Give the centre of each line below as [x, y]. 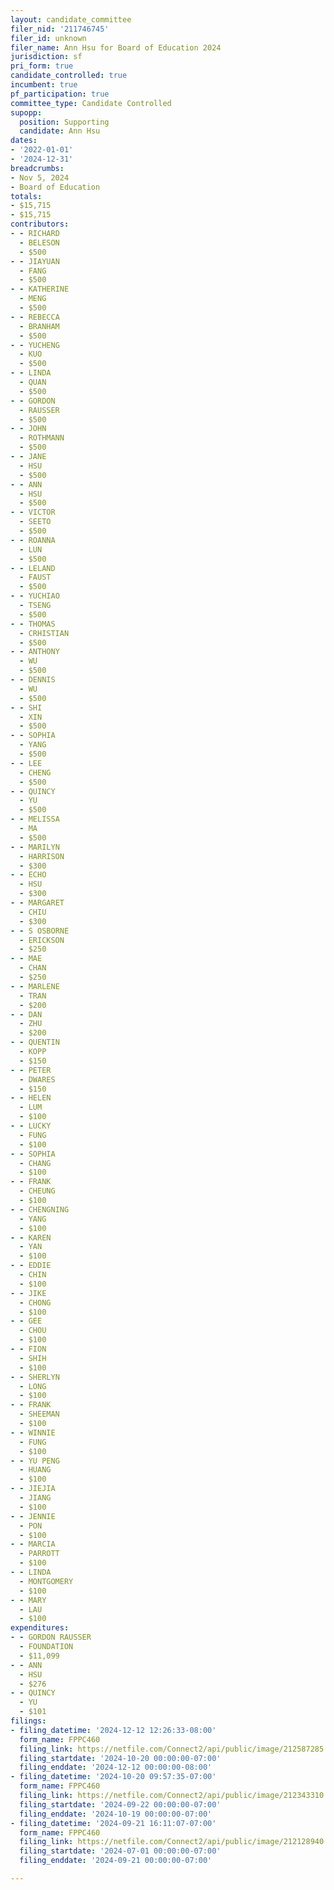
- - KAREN [31, 1237]
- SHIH [33, 1358]
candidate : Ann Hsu [60, 131]
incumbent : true [44, 85]
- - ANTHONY [35, 652]
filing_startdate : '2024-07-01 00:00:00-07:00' [120, 1851]
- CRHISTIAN [44, 633]
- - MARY [28, 1600]
